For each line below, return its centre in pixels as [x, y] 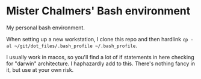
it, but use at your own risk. [40, 69]
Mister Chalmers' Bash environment [98, 11]
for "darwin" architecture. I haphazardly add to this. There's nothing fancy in [101, 63]
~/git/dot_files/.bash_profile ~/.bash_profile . [76, 45]
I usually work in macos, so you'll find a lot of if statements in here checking [100, 57]
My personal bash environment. [46, 28]
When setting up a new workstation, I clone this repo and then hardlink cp [97, 39]
